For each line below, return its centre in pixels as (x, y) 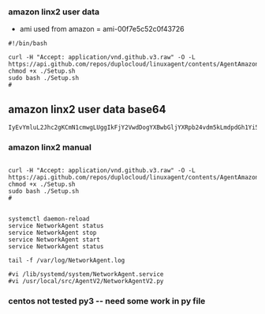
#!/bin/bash (28, 44)
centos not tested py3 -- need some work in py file (107, 301)
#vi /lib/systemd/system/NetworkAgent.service (86, 274)
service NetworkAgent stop (52, 233)
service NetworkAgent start (54, 240)
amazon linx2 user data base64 (87, 109)
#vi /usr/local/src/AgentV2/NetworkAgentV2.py (86, 282)
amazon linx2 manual (50, 147)
